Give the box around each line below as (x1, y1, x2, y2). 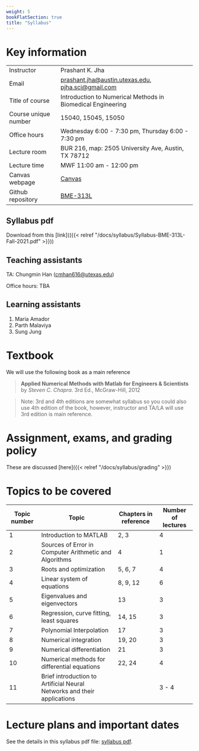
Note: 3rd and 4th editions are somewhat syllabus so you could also (20, 398, 187, 405)
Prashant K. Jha (60, 66, 105, 74)
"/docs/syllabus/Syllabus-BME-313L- (94, 231, 185, 238)
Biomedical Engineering (60, 100, 127, 109)
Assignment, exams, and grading (6, 431, 172, 445)
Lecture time (9, 161, 44, 169)
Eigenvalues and (41, 592, 88, 600)
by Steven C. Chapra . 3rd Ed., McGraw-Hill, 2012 (20, 386, 140, 393)
